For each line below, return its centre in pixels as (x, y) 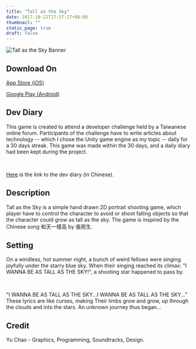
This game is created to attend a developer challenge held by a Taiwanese (96, 126)
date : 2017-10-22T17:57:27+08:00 (47, 17)
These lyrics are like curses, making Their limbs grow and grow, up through (97, 301)
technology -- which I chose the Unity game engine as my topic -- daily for (97, 139)
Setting (20, 245)
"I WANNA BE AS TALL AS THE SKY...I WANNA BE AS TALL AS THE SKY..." (97, 295)
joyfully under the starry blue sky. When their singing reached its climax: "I (97, 266)
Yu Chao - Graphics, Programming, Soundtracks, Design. (75, 340)
